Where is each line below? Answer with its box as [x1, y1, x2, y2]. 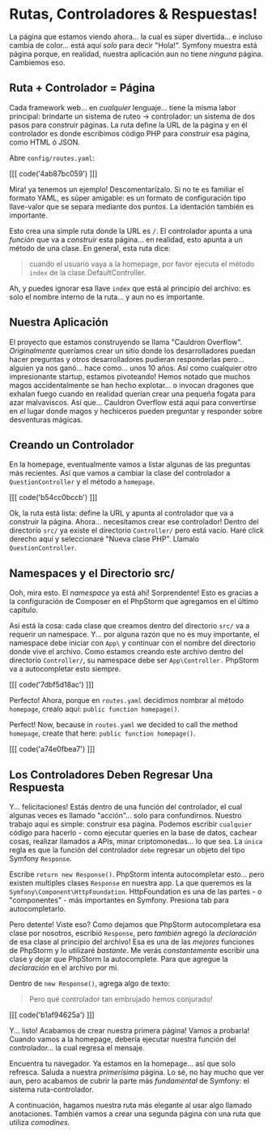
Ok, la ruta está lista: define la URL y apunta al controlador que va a [9, 508, 234, 518]
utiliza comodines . [9, 1118, 70, 1127]
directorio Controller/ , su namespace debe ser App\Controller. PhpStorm [9, 655, 259, 666]
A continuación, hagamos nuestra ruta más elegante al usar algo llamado [9, 1101, 253, 1110]
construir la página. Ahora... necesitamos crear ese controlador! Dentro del [9, 517, 259, 527]
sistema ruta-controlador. [9, 1084, 94, 1094]
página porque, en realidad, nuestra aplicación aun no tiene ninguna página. [9, 49, 264, 58]
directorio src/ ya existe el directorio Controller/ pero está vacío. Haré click [9, 525, 264, 536]
